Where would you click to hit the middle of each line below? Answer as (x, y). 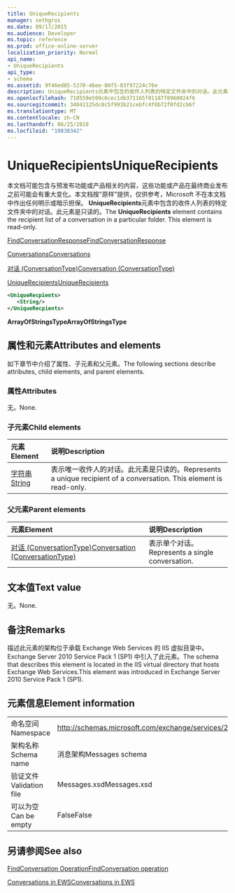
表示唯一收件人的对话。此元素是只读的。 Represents (136, 469)
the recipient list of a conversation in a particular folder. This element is (109, 220)
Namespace (31, 733)
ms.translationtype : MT (42, 111)
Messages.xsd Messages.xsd (105, 785)
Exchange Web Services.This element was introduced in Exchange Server (114, 672)
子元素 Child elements (44, 427)
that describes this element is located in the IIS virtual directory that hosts (113, 664)
